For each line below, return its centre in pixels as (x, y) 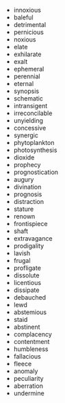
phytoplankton (34, 143)
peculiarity (28, 378)
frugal (22, 260)
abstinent (27, 327)
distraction (29, 201)
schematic (28, 98)
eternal (24, 84)
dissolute (26, 275)
